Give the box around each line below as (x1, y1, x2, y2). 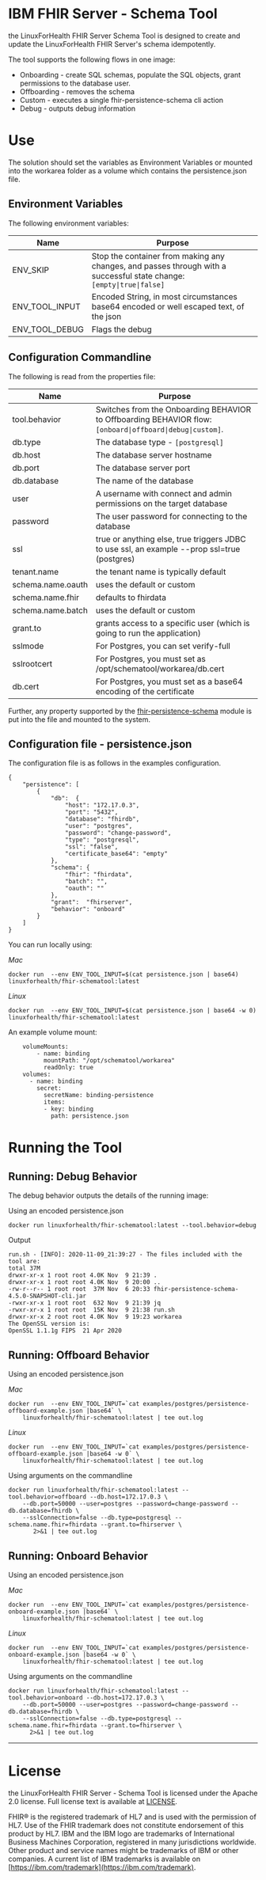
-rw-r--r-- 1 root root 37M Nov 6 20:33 (8, 1286, 150, 1293)
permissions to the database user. (19, 78, 131, 88)
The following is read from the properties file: (8, 371, 156, 381)
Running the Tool (8, 1138, 123, 1156)
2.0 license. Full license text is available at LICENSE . (8, 1796, 178, 1806)
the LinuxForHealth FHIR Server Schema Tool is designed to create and (8, 31, 241, 40)
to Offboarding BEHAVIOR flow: (95, 413, 212, 424)
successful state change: (91, 270, 185, 281)
